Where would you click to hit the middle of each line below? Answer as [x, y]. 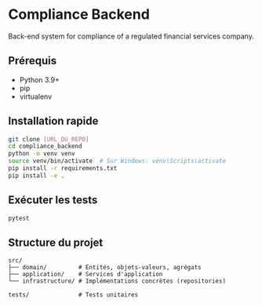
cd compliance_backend [45, 147]
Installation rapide [53, 121]
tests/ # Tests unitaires [73, 295]
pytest [19, 218]
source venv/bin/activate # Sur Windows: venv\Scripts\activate [117, 161]
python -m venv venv [42, 154]
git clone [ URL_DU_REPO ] [49, 139]
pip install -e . [36, 175]
